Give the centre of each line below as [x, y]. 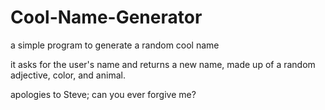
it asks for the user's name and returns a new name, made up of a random [163, 64]
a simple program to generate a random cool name [115, 45]
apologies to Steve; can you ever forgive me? [103, 94]
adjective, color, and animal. [68, 75]
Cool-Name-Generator [106, 17]
